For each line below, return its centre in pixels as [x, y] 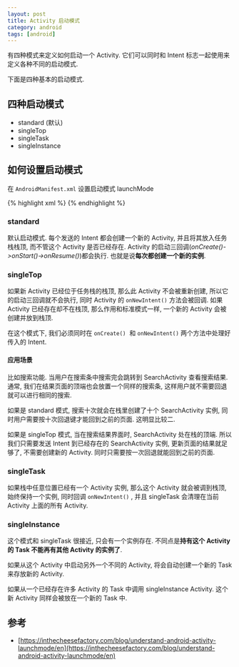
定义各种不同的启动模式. [43, 64]
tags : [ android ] [31, 34]
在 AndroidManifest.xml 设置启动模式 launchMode [81, 188]
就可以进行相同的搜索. [40, 395]
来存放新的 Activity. [36, 574]
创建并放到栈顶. [30, 318]
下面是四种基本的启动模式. [46, 79]
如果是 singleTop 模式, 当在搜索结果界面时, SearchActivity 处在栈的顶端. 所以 [119, 434]
